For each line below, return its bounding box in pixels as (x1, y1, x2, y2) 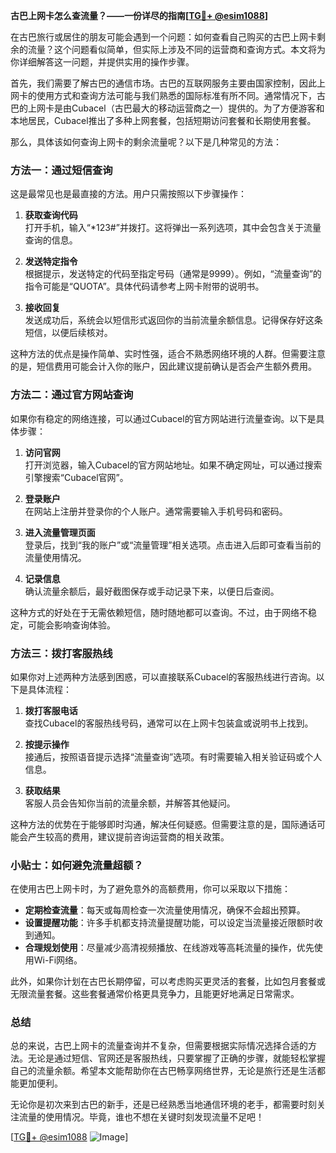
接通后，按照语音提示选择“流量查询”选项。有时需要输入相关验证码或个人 (24, 750, 323, 763)
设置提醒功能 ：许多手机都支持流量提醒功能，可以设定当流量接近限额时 (24, 917, 315, 929)
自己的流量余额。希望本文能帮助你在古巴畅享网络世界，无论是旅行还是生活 (10, 1065, 317, 1077)
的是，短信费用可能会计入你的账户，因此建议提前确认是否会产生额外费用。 (10, 360, 317, 373)
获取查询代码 (24, 209, 78, 221)
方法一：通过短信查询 (10, 163, 113, 177)
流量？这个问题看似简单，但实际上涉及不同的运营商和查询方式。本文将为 (27, 44, 326, 55)
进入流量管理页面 (24, 526, 96, 538)
